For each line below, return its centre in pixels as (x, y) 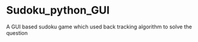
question (17, 33)
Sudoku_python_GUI (58, 10)
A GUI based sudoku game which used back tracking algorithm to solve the (99, 27)
